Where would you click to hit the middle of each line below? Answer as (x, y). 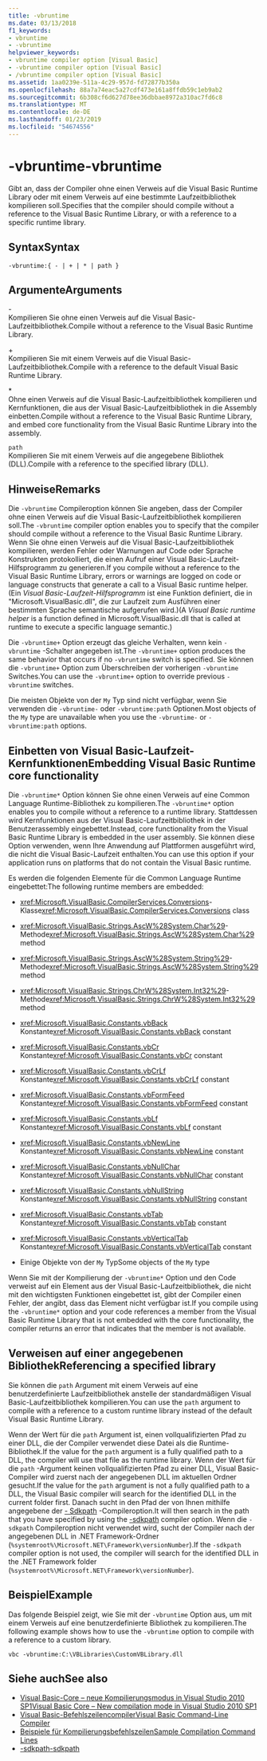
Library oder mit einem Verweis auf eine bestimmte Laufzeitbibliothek (122, 197)
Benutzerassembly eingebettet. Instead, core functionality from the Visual (128, 828)
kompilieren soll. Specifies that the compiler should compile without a (121, 205)
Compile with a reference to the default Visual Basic (153, 367)
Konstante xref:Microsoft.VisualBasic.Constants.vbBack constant (126, 1031)
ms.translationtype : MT (48, 104)
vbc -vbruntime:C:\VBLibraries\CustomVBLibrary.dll (96, 1654)
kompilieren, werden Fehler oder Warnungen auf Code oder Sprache (121, 551)
